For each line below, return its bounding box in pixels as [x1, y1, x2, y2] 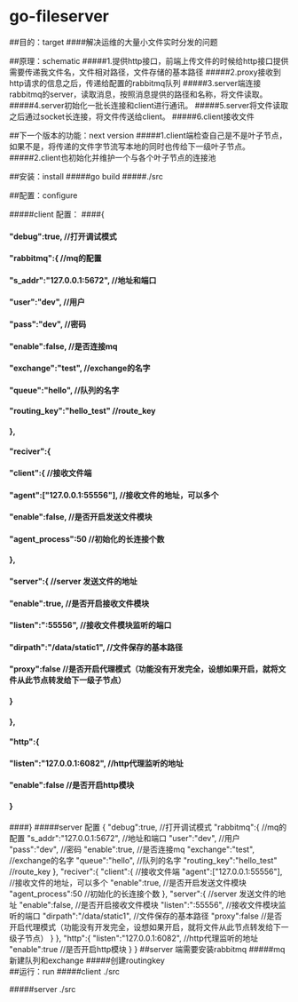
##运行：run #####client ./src [9, 966, 121, 976]
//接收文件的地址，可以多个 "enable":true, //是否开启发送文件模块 [9, 877, 247, 887]
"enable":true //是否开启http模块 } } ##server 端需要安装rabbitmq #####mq [9, 943, 286, 954]
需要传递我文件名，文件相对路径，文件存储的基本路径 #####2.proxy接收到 [9, 67, 282, 77]
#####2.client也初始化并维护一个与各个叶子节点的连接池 [9, 152, 216, 163]
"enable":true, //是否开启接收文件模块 [9, 598, 150, 608]
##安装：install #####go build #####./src [9, 171, 164, 181]
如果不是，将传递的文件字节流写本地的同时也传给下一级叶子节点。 [9, 140, 250, 152]
